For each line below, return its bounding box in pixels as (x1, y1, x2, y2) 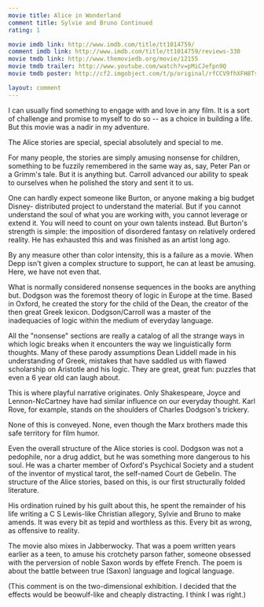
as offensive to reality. (8, 525, 80, 535)
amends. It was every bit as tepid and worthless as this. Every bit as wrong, (8, 517, 252, 527)
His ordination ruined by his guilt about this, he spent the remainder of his (8, 501, 246, 510)
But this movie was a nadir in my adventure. (8, 122, 150, 131)
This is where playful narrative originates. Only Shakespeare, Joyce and (8, 387, 241, 398)
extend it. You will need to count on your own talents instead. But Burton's (8, 218, 247, 228)
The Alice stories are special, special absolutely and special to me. (8, 137, 224, 146)
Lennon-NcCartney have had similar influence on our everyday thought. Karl (8, 396, 255, 405)
